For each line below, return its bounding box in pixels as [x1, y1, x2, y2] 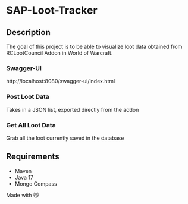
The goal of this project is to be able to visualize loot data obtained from [6, 43, 183, 50]
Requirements [6, 152, 59, 162]
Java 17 [14, 174, 34, 181]
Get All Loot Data [6, 121, 56, 129]
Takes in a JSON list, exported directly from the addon [6, 106, 139, 113]
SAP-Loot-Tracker [6, 4, 98, 17]
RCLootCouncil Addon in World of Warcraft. [6, 49, 113, 57]
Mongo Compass [14, 180, 58, 187]
